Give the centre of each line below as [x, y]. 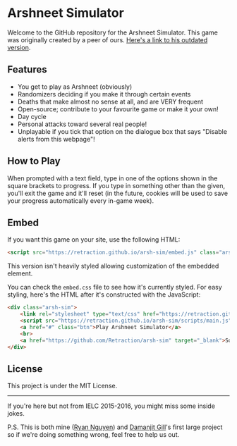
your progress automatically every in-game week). [80, 200]
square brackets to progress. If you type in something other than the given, [116, 185]
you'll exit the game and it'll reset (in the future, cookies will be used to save [117, 193]
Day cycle [32, 116]
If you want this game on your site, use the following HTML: [94, 240]
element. [20, 273]
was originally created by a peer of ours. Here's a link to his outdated [108, 39]
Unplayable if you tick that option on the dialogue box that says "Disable [122, 131]
